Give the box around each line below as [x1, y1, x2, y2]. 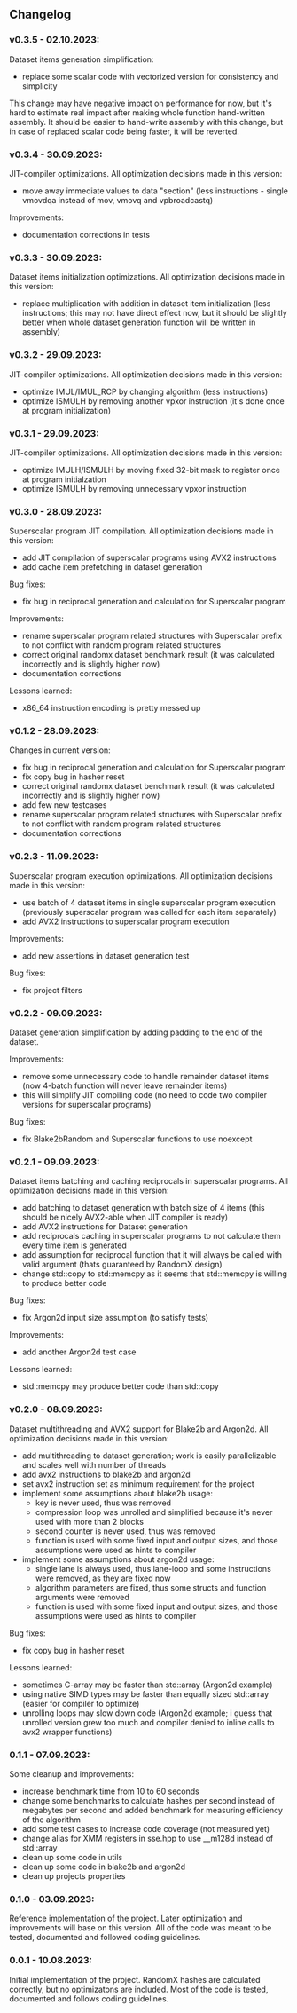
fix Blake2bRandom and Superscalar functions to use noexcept [21, 1133, 253, 1144]
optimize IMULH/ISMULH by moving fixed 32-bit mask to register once [21, 464, 281, 475]
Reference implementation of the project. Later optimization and [9, 1913, 243, 1924]
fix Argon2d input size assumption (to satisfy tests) [21, 1313, 209, 1323]
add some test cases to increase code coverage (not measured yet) [21, 1823, 270, 1834]
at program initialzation [21, 474, 106, 485]
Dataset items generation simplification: [9, 53, 154, 65]
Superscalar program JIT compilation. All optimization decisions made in [9, 525, 274, 536]
